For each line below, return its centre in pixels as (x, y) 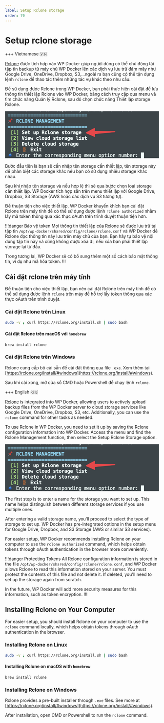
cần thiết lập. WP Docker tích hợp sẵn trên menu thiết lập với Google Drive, (80, 191)
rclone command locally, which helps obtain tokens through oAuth (72, 627)
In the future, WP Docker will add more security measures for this (71, 589)
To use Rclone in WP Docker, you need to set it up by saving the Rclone (77, 427)
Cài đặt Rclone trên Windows (40, 357)
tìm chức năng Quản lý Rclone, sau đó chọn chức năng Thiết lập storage (78, 99)
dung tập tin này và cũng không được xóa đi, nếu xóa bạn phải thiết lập (76, 242)
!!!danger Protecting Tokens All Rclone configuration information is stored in (81, 559)
